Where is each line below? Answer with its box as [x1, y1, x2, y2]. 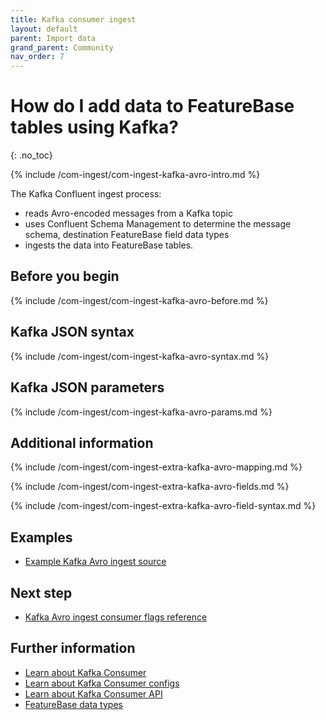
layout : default [10, 24, 78, 34]
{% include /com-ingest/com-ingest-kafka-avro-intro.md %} [10, 169, 261, 181]
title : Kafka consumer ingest [10, 14, 137, 25]
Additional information [10, 434, 154, 451]
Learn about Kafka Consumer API [24, 687, 163, 700]
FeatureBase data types [24, 698, 123, 710]
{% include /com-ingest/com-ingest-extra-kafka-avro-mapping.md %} [10, 461, 303, 473]
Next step [10, 584, 73, 601]
